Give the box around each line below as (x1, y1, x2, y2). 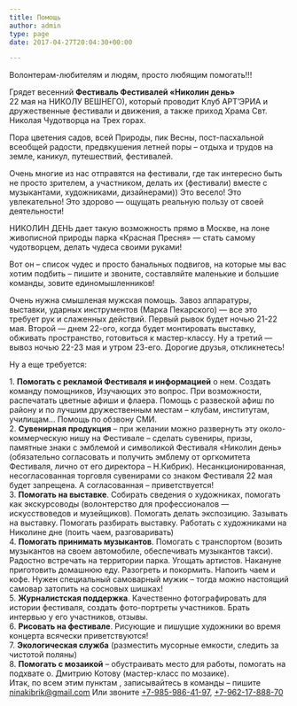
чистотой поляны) (9, 649, 78, 660)
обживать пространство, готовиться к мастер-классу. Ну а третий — (9, 333, 273, 344)
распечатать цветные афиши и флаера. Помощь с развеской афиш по (9, 395, 275, 406)
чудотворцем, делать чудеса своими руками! (9, 242, 183, 252)
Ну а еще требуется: (9, 360, 87, 370)
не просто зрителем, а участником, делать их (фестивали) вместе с (9, 178, 268, 189)
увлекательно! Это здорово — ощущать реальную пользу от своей (9, 197, 264, 207)
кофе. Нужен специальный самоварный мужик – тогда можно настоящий (9, 574, 289, 585)
